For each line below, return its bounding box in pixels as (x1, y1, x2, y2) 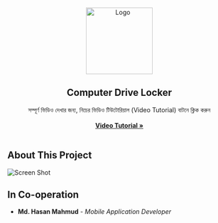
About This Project (7, 149, 92, 161)
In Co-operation (7, 189, 80, 201)
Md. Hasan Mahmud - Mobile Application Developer (17, 207, 172, 216)
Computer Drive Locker (66, 87, 173, 99)
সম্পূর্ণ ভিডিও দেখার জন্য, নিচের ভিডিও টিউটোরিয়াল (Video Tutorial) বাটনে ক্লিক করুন (28, 105, 211, 114)
